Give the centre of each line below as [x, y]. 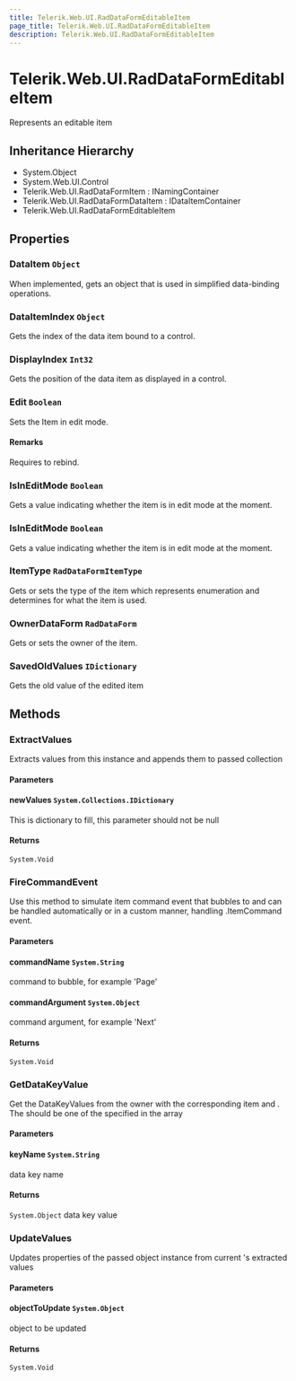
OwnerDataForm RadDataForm [73, 623]
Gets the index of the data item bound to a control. [102, 337]
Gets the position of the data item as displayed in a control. [118, 379]
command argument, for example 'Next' [83, 1022]
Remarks [26, 442]
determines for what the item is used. [78, 600]
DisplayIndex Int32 [52, 360]
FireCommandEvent [54, 882]
